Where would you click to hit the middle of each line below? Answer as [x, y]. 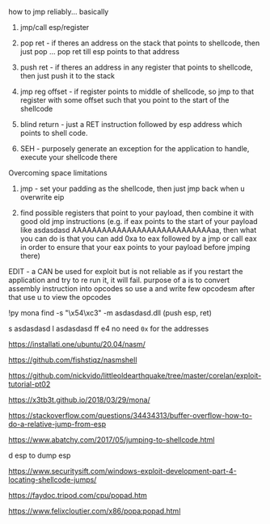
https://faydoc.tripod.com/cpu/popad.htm [78, 495]
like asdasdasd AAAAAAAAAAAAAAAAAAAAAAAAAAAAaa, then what [138, 230]
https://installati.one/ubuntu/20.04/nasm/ [77, 344]
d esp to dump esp [40, 455]
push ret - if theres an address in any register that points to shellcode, [136, 67]
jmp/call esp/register [55, 27]
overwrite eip [42, 197]
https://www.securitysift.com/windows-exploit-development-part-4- [122, 471]
